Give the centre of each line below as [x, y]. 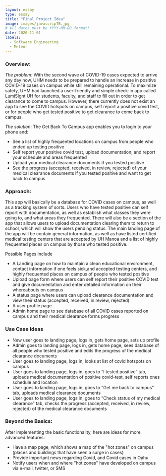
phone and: [17, 132]
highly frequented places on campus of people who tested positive [81, 274]
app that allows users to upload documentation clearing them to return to [80, 223]
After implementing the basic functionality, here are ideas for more [73, 432]
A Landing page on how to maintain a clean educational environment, [83, 264]
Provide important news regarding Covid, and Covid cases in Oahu [80, 458]
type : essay [17, 14]
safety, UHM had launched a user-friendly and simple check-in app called [81, 90]
